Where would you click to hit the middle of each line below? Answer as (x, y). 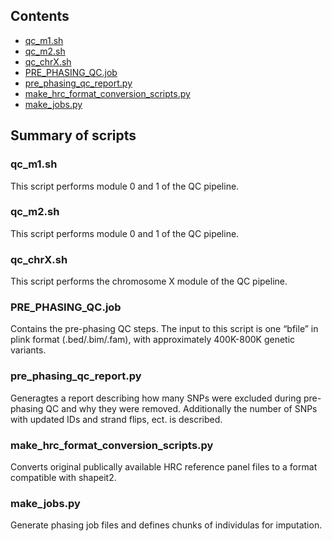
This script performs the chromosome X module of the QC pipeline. (149, 281)
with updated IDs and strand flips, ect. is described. (116, 419)
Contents (40, 16)
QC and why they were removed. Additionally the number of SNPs (181, 408)
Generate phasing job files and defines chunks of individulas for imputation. (166, 525)
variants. (28, 350)
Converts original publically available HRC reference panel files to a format (164, 466)
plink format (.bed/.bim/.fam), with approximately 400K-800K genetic (153, 340)
